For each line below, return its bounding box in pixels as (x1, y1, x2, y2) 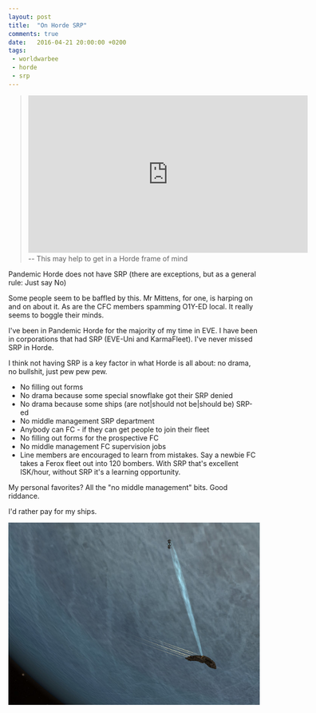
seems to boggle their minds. (8, 310, 105, 320)
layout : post (8, 13, 52, 21)
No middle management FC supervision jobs (19, 441, 166, 451)
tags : (8, 46, 26, 55)
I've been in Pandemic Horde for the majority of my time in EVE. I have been (8, 325, 258, 335)
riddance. (8, 491, 40, 500)
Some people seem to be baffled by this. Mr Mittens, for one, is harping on (8, 293, 254, 303)
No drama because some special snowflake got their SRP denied (19, 390, 234, 400)
